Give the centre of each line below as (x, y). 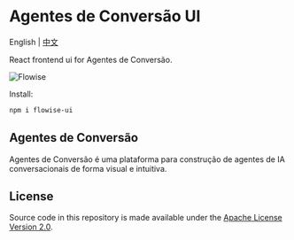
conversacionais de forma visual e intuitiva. (88, 168)
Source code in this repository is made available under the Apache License (146, 218)
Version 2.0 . (31, 227)
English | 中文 (34, 42)
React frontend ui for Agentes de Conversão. (91, 59)
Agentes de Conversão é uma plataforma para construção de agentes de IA (147, 159)
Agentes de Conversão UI (105, 16)
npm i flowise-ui (41, 110)
